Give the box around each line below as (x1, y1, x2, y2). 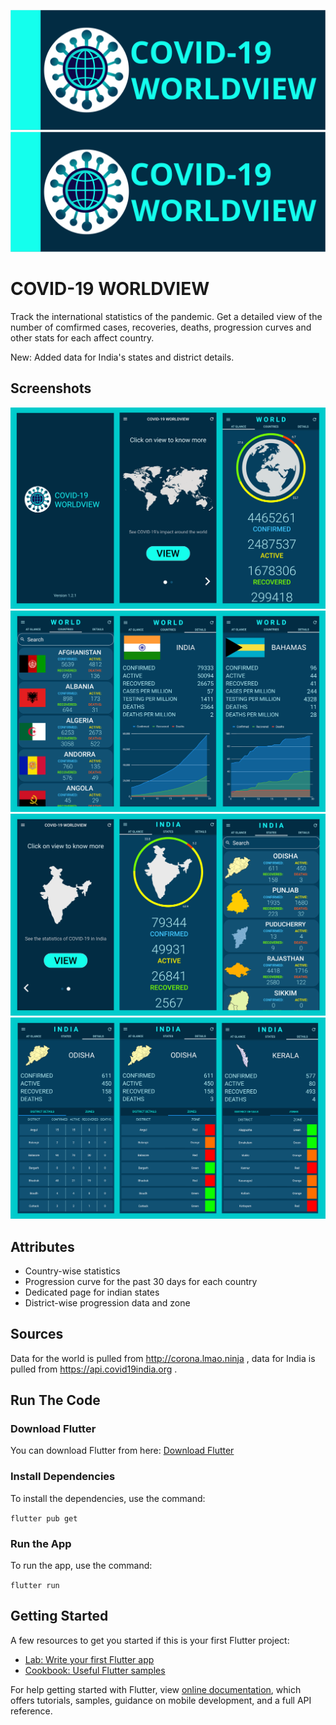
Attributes (10, 1238, 75, 1255)
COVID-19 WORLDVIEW (10, 278, 210, 300)
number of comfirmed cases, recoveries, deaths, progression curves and (10, 321, 312, 333)
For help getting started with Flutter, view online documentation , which (10, 1683, 302, 1695)
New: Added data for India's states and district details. (10, 351, 235, 363)
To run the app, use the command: (10, 1560, 153, 1572)
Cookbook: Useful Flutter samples (24, 1664, 166, 1676)
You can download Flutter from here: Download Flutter (10, 1445, 235, 1457)
